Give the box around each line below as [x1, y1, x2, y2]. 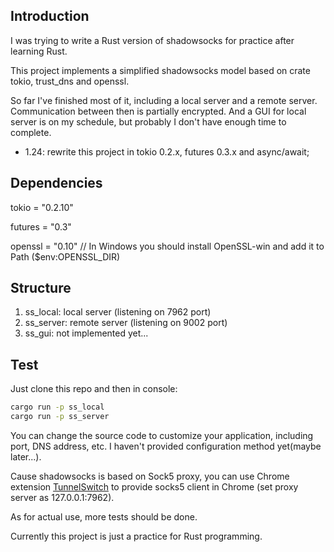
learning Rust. [10, 45, 68, 57]
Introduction [10, 8, 90, 25]
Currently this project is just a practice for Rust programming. [10, 530, 263, 542]
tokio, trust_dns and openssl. [10, 75, 130, 87]
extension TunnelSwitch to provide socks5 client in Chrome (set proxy [10, 481, 299, 493]
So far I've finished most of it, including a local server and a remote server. [10, 94, 318, 106]
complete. [10, 126, 52, 138]
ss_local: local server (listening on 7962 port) [24, 306, 212, 318]
